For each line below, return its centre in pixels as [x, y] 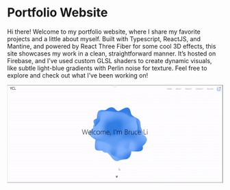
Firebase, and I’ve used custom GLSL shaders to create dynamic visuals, [110, 60]
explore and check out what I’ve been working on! [78, 75]
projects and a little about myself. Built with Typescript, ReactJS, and [104, 38]
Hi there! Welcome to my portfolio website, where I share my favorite [104, 32]
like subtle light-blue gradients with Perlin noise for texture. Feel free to [107, 68]
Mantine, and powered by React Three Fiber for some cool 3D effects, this [112, 46]
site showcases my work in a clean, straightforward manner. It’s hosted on [112, 54]
